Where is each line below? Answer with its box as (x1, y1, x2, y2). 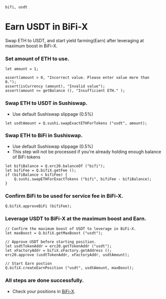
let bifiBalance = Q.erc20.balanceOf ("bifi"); (5, 163, 106, 168)
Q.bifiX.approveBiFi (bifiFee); (5, 204, 72, 209)
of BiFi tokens (12, 154, 41, 160)
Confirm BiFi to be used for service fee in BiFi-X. (5, 192, 123, 199)
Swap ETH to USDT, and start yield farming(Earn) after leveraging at (5, 37, 144, 43)
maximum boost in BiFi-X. (5, 43, 58, 49)
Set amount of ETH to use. (5, 55, 69, 62)
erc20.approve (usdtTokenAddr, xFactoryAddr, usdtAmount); (5, 252, 130, 258)
